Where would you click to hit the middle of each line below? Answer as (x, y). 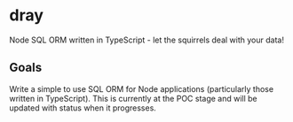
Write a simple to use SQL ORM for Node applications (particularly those (141, 88)
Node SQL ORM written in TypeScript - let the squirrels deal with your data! (146, 40)
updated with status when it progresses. (83, 108)
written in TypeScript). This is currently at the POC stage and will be (133, 98)
